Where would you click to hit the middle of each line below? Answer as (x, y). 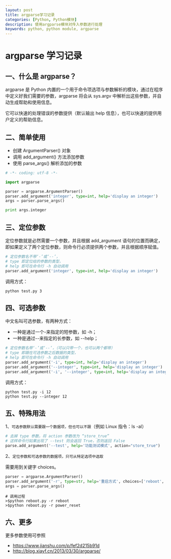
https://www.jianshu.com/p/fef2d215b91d (56, 546)
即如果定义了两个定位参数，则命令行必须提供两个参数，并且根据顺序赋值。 (83, 247)
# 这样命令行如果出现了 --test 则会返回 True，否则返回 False (65, 441)
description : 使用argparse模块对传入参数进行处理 (54, 24)
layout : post (19, 10)
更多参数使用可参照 (25, 535)
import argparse (22, 182)
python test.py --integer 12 (36, 397)
